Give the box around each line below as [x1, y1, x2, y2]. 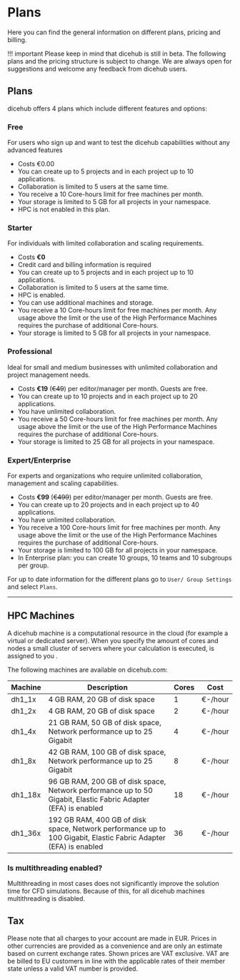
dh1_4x [11, 726, 37, 736]
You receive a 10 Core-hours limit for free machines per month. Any [17, 306, 217, 315]
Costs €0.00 [17, 160, 55, 168]
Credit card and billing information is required [17, 261, 151, 269]
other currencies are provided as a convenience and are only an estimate [7, 941, 223, 950]
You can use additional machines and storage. [17, 298, 154, 307]
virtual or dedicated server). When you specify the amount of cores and [7, 636, 219, 645]
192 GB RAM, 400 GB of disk [48, 814, 146, 824]
